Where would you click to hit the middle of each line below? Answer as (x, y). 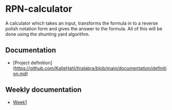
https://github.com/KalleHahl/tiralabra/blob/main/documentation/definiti (91, 68)
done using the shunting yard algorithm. (47, 34)
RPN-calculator (39, 9)
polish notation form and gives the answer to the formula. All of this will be (84, 28)
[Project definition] (33, 63)
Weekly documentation (44, 90)
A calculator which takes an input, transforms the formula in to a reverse (82, 23)
